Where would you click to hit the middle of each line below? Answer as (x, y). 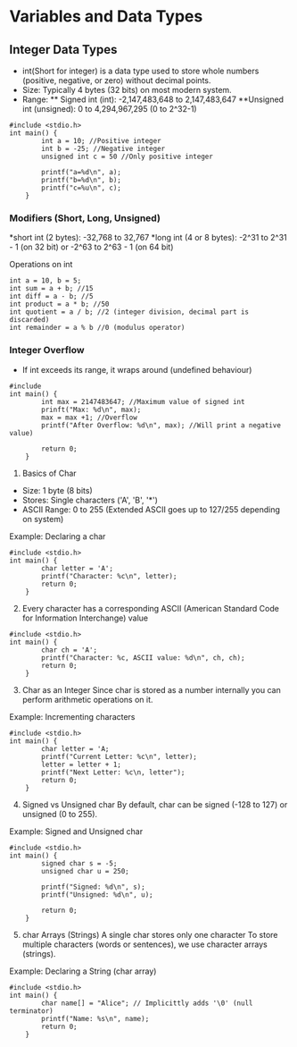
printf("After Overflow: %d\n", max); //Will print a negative (161, 425)
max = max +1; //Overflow (90, 418)
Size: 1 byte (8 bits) (57, 490)
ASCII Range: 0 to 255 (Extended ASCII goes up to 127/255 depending (151, 509)
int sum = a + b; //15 (51, 289)
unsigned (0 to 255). (60, 814)
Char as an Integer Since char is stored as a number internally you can (151, 689)
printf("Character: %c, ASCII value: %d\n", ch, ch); (143, 658)
